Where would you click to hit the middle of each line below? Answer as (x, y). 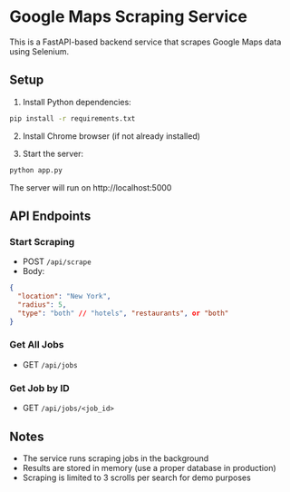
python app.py (36, 170)
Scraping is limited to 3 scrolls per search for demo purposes (136, 477)
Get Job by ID (39, 388)
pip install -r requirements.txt (72, 118)
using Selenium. (39, 51)
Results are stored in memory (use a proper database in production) (149, 467)
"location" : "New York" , (64, 297)
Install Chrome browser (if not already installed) (111, 136)
